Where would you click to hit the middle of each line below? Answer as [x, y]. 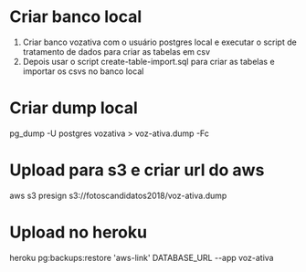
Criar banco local [76, 17]
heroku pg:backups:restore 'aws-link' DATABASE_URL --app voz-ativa [142, 257]
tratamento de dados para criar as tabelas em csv [116, 51]
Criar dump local [74, 108]
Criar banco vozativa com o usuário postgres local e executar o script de [159, 42]
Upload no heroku [79, 232]
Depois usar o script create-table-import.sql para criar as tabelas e [149, 61]
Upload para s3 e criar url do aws [137, 170]
